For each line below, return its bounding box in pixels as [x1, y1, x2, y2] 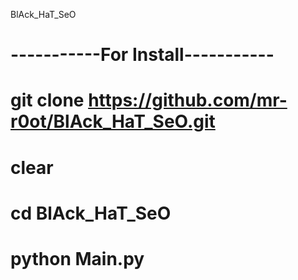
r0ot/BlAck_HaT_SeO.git [10, 110, 216, 133]
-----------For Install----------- [10, 44, 275, 66]
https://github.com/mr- [88, 89, 288, 112]
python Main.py [10, 247, 145, 270]
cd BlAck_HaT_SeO [10, 202, 172, 224]
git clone [10, 89, 85, 112]
